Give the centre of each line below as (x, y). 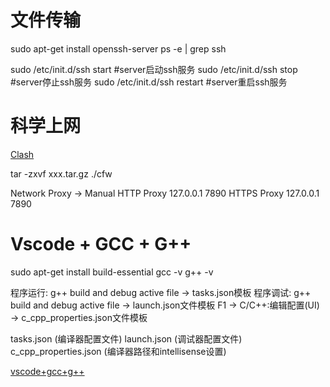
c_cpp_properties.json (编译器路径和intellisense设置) (118, 351)
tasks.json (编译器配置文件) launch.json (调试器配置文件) (126, 338)
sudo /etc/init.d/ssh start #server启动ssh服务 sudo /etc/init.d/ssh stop (154, 69)
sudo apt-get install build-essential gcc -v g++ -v (112, 272)
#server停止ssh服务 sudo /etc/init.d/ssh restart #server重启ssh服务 (149, 82)
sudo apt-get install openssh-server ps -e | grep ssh (118, 48)
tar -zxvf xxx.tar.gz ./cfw (61, 173)
